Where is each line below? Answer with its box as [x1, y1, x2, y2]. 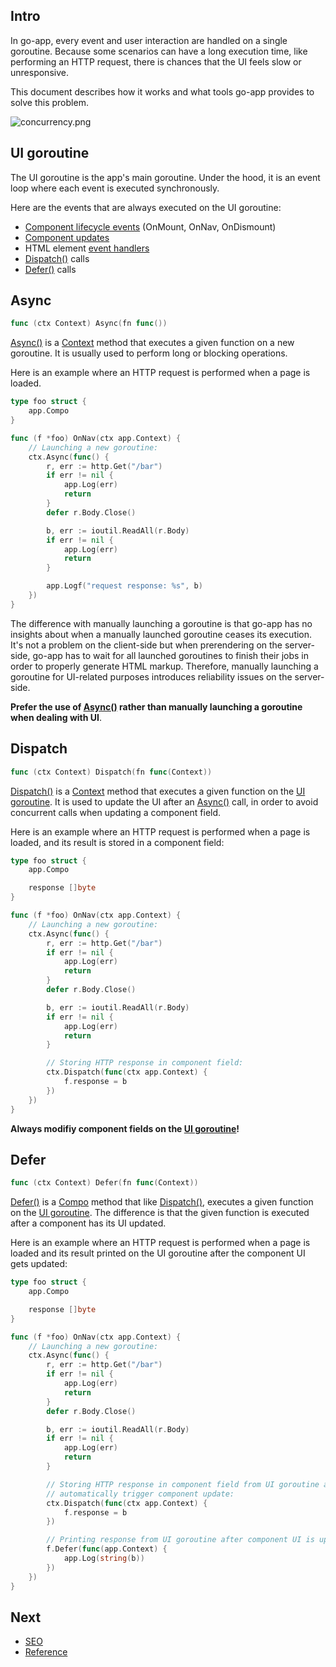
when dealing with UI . [10, 711, 102, 723]
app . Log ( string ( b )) [63, 1554, 145, 1564]
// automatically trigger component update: [46, 1489, 235, 1499]
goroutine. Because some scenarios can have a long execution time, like [10, 45, 308, 57]
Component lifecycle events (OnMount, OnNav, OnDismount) [24, 220, 277, 233]
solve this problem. [10, 96, 89, 108]
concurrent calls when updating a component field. [10, 806, 222, 818]
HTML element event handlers [24, 242, 150, 254]
